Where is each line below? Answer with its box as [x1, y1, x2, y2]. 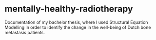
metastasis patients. [4, 29, 45, 35]
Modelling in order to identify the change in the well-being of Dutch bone [4, 24, 151, 30]
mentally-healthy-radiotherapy [4, 3, 133, 14]
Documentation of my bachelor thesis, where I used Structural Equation [4, 19, 148, 25]
